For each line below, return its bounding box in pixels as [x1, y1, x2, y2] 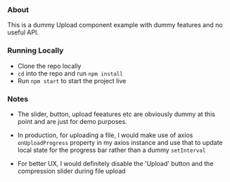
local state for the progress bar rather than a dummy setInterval [17, 146, 206, 154]
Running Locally [7, 45, 64, 55]
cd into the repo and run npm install [17, 69, 123, 78]
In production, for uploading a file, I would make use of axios [17, 131, 193, 139]
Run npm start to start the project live [17, 76, 127, 85]
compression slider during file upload [17, 167, 126, 175]
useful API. [7, 28, 39, 36]
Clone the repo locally [17, 62, 82, 70]
